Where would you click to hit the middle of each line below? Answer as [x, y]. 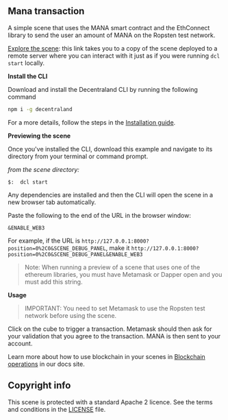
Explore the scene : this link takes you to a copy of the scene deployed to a [113, 48]
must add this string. [53, 282]
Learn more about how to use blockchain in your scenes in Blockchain [107, 356]
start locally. [26, 63]
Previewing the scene [39, 136]
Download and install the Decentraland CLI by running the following [103, 89]
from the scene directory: [43, 169]
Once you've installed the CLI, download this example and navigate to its [110, 149]
